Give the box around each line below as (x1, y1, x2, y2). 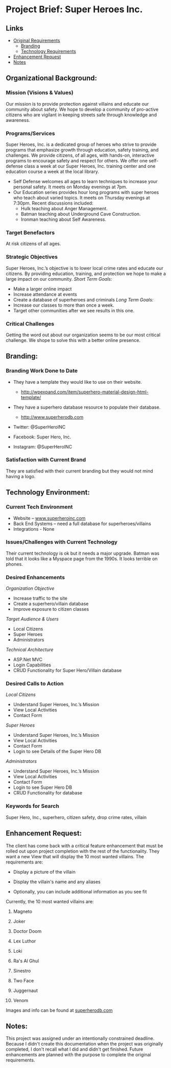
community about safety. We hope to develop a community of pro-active (6, 106, 159, 112)
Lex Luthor (13, 938, 36, 944)
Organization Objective (6, 585, 55, 591)
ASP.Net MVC (13, 657, 43, 663)
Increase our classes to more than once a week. (13, 302, 114, 308)
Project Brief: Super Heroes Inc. (6, 4, 143, 15)
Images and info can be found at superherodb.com (6, 1007, 113, 1013)
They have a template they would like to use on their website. (13, 379, 142, 385)
